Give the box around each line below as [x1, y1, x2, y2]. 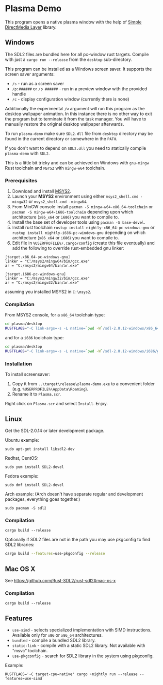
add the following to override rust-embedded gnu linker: [12, 245, 125, 251]
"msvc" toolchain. [12, 648, 48, 654]
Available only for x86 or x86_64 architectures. [12, 632, 103, 638]
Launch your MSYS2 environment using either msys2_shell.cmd [12, 194, 139, 199]
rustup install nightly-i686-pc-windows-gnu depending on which [12, 230, 146, 235]
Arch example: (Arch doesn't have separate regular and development [5, 491, 143, 497]
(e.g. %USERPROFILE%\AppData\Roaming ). [12, 386, 89, 392]
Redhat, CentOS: [5, 455, 39, 461]
